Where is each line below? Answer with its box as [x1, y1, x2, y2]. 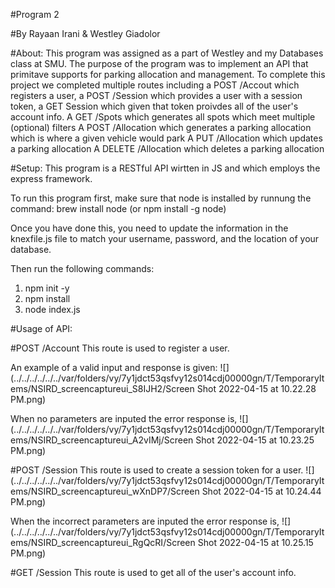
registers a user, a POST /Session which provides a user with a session [10, 90, 303, 101]
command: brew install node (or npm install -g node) [10, 203, 227, 214]
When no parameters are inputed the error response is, [10, 413, 238, 424]
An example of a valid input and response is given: [10, 362, 218, 373]
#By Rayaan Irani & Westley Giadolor [10, 28, 161, 39]
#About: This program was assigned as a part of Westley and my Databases [10, 47, 324, 59]
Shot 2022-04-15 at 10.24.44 [201, 485, 322, 497]
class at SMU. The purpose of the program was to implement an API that [10, 58, 309, 69]
